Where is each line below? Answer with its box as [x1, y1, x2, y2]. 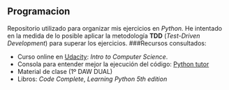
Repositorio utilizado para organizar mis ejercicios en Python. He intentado [7, 24, 222, 32]
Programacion [7, 6, 71, 17]
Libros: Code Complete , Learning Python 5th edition [17, 75, 168, 83]
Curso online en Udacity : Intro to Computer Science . [17, 52, 168, 61]
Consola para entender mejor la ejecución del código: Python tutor [17, 59, 209, 68]
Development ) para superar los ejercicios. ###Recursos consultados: [7, 38, 207, 47]
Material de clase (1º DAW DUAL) [17, 67, 113, 75]
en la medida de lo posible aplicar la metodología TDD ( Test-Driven [7, 31, 200, 40]
